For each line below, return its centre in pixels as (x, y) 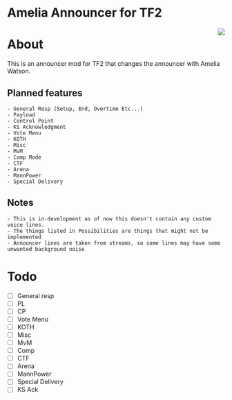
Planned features (45, 93)
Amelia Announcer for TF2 (85, 13)
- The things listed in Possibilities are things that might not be (108, 231)
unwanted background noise (46, 249)
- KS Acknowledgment (37, 127)
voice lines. (26, 225)
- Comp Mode (24, 157)
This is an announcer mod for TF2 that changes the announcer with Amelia (114, 64)
